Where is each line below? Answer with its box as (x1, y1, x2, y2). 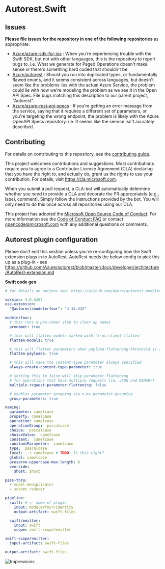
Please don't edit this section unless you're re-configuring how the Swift (5, 248, 151, 254)
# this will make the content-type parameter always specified (9, 360, 141, 365)
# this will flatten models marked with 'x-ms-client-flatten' (9, 333, 141, 338)
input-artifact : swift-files (9, 541, 69, 546)
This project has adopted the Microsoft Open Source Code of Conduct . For (5, 211, 157, 217)
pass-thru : (5, 478, 27, 483)
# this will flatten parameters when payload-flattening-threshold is (9, 347, 157, 352)
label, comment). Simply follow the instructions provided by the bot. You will (5, 196, 159, 202)
